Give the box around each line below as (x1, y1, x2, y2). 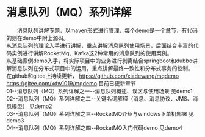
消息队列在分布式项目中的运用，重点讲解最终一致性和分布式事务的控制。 (11, 64, 193, 72)
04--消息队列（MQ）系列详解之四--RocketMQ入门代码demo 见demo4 (6, 124, 183, 131)
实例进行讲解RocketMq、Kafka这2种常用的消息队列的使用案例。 (11, 49, 173, 56)
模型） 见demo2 (11, 102, 52, 110)
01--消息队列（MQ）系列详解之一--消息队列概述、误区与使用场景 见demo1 (6, 87, 193, 95)
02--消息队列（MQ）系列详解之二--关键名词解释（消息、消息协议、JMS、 (6, 95, 193, 102)
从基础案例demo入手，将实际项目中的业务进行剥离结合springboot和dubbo (6, 57, 193, 64)
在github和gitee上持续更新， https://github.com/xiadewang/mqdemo (6, 72, 179, 79)
